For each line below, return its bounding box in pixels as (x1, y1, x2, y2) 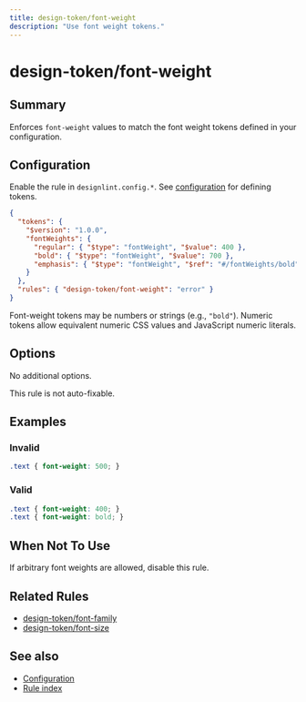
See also (9, 648, 59, 665)
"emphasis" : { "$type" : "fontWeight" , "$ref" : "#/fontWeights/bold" (33, 259, 300, 269)
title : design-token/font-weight (9, 13, 137, 23)
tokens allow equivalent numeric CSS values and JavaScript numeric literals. (9, 320, 297, 331)
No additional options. (9, 370, 93, 381)
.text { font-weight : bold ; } (9, 513, 125, 522)
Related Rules (9, 588, 89, 604)
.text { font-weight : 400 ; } (9, 504, 120, 514)
